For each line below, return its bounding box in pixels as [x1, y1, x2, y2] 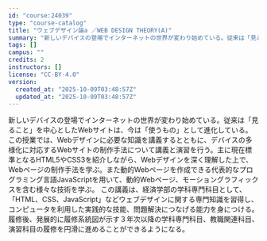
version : [8, 78, 37, 86]
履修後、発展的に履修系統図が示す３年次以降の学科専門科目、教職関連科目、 [8, 215, 259, 224]
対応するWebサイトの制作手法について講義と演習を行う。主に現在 [29, 145, 246, 155]
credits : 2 [8, 56, 44, 64]
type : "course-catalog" [8, 19, 87, 27]
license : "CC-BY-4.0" [8, 71, 80, 78]
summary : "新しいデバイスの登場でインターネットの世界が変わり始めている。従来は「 [8, 33, 251, 42]
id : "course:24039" [8, 11, 73, 20]
